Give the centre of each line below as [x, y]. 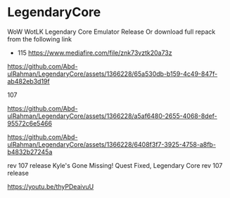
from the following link [40, 39]
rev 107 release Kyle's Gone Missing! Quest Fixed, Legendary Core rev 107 [115, 165]
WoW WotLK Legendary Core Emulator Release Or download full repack [111, 32]
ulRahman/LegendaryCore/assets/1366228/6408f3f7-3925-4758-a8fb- [112, 144]
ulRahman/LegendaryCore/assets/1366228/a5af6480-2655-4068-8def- [113, 116]
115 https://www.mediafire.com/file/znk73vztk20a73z [95, 53]
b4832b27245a [30, 152]
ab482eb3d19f [29, 81]
